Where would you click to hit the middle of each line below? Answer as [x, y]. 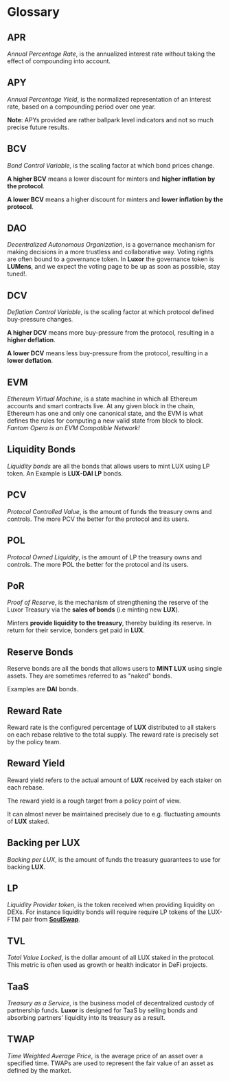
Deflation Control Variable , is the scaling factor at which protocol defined [111, 312]
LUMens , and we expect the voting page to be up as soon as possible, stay [114, 267]
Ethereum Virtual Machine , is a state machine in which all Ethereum [102, 399]
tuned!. [17, 274]
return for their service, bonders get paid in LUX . [76, 630]
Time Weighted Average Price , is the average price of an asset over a [105, 1056]
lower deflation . [30, 361]
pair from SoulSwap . [51, 920]
